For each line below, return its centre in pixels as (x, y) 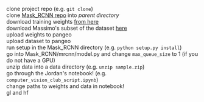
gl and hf (18, 93)
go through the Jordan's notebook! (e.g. (56, 73)
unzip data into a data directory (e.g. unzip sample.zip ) (76, 67)
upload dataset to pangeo (39, 41)
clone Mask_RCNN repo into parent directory (63, 15)
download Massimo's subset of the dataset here (67, 28)
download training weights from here (53, 22)
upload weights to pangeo (39, 35)
